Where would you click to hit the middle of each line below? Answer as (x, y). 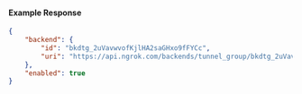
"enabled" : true (55, 73)
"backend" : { (49, 40)
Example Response (45, 13)
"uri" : (53, 56)
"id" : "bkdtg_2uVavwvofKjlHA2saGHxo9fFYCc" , (126, 48)
